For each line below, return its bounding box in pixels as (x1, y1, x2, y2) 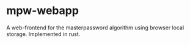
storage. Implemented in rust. (6, 30, 81, 37)
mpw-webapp (6, 4, 79, 18)
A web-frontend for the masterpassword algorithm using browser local (6, 24, 185, 31)
